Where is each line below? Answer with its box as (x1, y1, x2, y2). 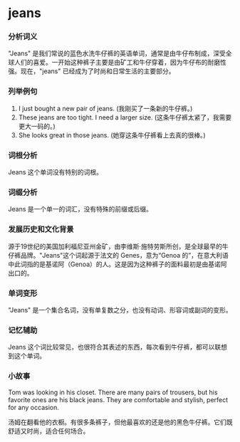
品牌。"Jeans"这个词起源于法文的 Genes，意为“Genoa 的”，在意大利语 (20, 251, 229, 259)
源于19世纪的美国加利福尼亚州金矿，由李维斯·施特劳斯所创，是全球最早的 (8, 242, 223, 251)
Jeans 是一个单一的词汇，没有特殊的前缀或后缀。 (8, 205, 152, 214)
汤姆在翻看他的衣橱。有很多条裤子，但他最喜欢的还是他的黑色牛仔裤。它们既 (8, 418, 233, 426)
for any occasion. (8, 403, 59, 411)
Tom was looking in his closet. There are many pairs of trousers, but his (8, 388, 218, 396)
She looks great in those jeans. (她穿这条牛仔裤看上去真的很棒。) (18, 130, 206, 140)
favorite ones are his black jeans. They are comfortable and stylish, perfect (8, 395, 229, 404)
